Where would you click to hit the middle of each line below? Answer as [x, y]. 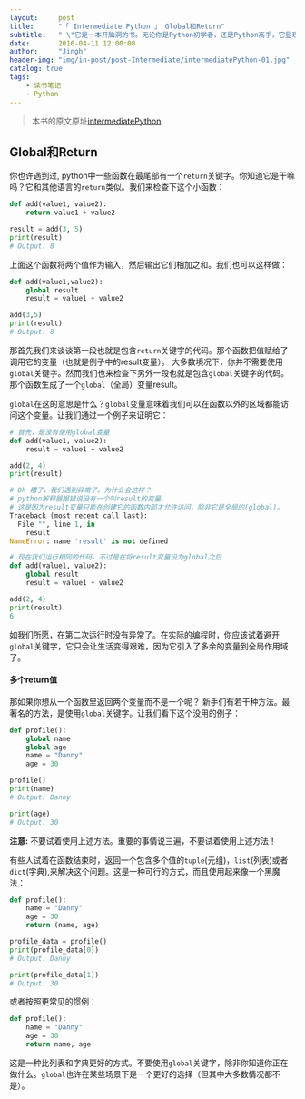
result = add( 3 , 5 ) [46, 229]
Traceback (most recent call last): [79, 515]
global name [48, 738]
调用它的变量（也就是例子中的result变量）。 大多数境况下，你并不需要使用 [146, 361]
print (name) [32, 789]
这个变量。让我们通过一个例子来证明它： [93, 415]
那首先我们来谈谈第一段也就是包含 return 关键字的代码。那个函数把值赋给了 [149, 350]
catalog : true [36, 69]
